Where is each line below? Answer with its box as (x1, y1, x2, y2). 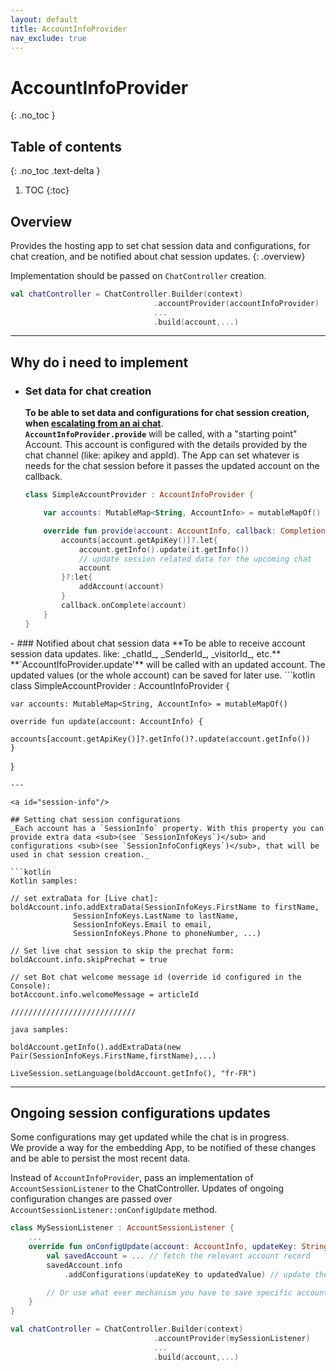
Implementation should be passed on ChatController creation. (10, 269, 267, 281)
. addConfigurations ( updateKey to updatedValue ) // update (63, 1269, 311, 1280)
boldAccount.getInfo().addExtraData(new (10, 1042, 182, 1052)
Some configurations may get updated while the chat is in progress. (10, 1131, 290, 1143)
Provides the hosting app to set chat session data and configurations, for (10, 239, 311, 251)
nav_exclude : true (10, 33, 87, 43)
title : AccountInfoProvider (10, 24, 128, 34)
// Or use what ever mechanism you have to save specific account (46, 1287, 329, 1298)
